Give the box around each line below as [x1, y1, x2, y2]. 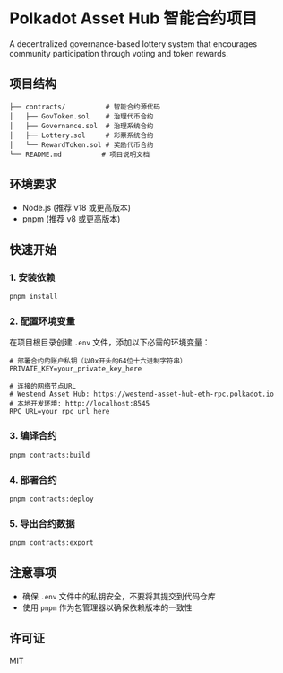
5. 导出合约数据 [9, 517, 75, 529]
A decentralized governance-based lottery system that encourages [9, 38, 258, 49]
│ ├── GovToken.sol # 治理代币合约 [9, 111, 154, 121]
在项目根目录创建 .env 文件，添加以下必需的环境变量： [9, 337, 210, 348]
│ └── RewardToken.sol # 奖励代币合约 [9, 140, 154, 149]
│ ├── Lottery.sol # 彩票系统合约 [9, 131, 154, 140]
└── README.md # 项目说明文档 [9, 150, 150, 159]
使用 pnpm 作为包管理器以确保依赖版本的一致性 [21, 602, 193, 613]
